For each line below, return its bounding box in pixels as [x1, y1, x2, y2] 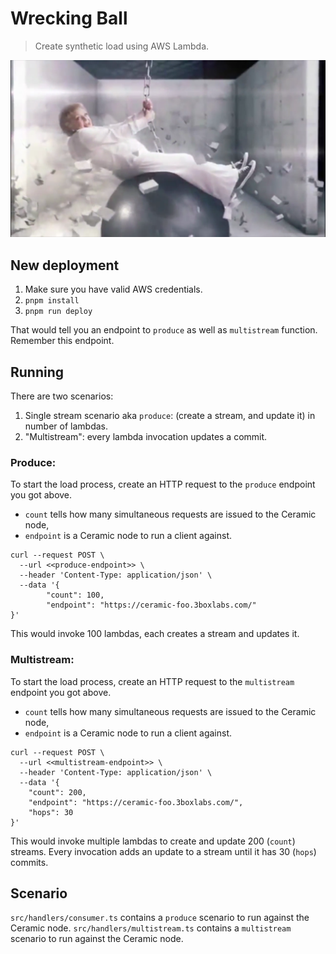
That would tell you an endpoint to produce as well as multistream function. [10, 324, 318, 336]
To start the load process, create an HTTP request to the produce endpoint [10, 478, 316, 491]
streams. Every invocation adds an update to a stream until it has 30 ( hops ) [10, 845, 317, 857]
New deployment [10, 257, 120, 274]
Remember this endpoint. [10, 335, 115, 347]
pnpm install [24, 296, 80, 306]
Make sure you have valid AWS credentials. [24, 283, 203, 296]
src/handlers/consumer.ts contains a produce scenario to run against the [10, 912, 310, 924]
